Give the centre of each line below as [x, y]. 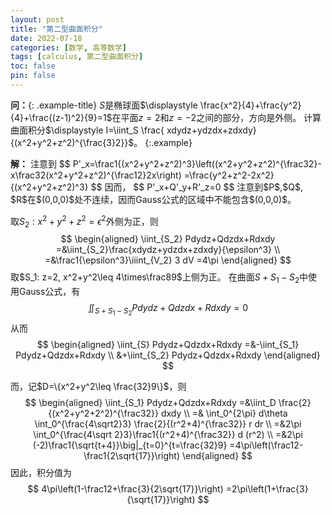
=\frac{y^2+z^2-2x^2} [229, 175]
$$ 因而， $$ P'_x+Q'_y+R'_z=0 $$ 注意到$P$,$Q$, [197, 187]
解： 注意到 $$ [40, 163]
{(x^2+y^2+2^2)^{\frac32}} [104, 413]
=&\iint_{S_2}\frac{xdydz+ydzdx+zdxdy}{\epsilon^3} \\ [168, 250]
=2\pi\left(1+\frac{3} [267, 489]
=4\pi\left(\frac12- [266, 445]
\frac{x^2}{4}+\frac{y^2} [250, 105]
